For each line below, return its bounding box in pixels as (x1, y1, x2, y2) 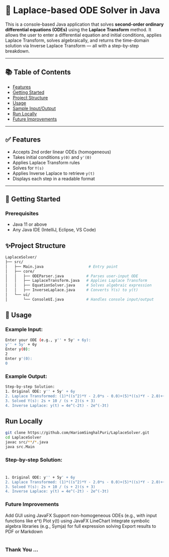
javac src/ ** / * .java (5, 440, 49, 445)
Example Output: (5, 373, 47, 380)
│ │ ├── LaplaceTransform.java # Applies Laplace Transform (5, 278, 147, 283)
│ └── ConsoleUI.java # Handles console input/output (5, 297, 154, 302)
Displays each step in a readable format (12, 175, 95, 181)
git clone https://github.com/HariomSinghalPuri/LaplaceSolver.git (5, 430, 150, 436)
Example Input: (5, 326, 43, 333)
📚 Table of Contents (5, 68, 71, 77)
